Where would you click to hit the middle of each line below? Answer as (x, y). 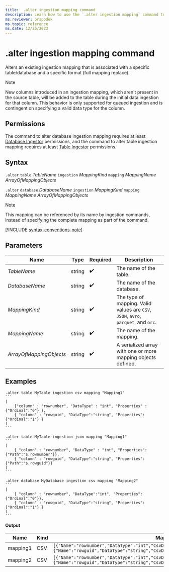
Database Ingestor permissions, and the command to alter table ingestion (81, 141)
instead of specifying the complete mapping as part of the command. (77, 220)
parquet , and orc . (137, 322)
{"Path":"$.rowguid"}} (29, 463)
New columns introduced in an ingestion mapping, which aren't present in (82, 92)
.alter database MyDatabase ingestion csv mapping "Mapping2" (72, 481)
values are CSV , (134, 310)
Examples (21, 381)
